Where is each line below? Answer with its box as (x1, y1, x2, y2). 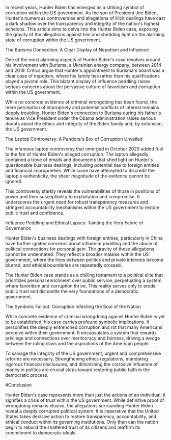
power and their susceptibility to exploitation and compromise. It (5, 194, 140, 199)
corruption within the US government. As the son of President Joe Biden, (5, 10, 158, 16)
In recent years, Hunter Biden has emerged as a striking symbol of (5, 5, 145, 10)
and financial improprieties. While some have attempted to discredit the (5, 168, 155, 173)
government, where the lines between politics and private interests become (5, 257, 164, 263)
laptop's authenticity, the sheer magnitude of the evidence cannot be (5, 173, 150, 179)
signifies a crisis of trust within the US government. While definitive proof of (5, 397, 164, 403)
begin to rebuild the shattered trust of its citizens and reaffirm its (5, 424, 140, 430)
